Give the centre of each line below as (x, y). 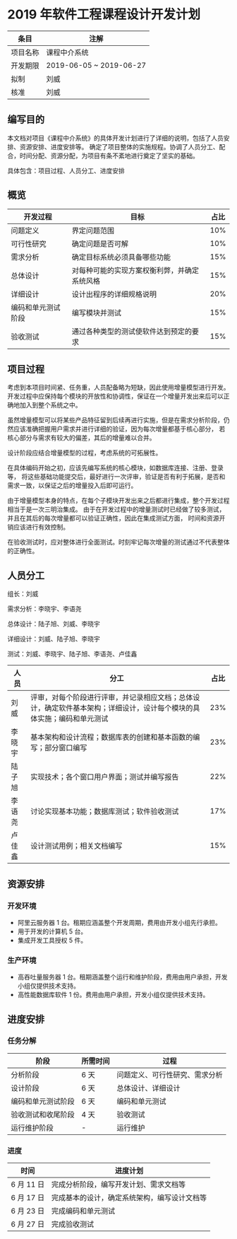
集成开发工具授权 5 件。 (52, 940)
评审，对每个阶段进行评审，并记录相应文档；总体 (112, 697)
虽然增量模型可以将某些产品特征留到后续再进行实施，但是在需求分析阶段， (115, 420)
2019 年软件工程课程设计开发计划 (104, 14)
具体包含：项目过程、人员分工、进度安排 (66, 170)
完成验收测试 (73, 1224)
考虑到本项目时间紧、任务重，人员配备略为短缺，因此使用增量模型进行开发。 (119, 388)
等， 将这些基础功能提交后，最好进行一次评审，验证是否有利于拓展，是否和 (116, 477)
